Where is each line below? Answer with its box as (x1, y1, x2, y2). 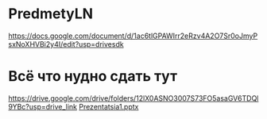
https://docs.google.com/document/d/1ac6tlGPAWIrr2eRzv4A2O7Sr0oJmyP (8, 31, 258, 40)
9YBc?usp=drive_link (8, 102, 78, 111)
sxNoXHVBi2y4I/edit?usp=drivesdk (8, 39, 125, 48)
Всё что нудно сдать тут (8, 67, 177, 86)
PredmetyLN (8, 5, 94, 23)
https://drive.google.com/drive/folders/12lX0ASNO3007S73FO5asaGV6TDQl (8, 93, 259, 103)
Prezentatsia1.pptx (79, 102, 139, 111)
